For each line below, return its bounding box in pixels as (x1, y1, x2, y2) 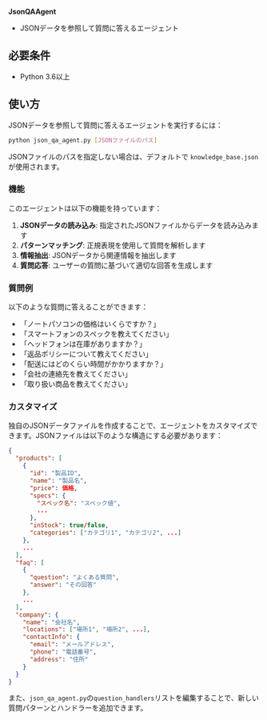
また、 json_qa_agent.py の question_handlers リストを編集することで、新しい (8, 693, 260, 703)
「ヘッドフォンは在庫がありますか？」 (19, 340, 146, 349)
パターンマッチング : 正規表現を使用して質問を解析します (19, 240, 206, 250)
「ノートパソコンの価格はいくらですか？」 (19, 320, 161, 329)
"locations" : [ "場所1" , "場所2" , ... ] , (22, 625, 150, 634)
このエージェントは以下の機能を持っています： (8, 203, 162, 213)
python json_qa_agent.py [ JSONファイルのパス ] (8, 136, 158, 144)
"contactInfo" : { (22, 633, 81, 642)
